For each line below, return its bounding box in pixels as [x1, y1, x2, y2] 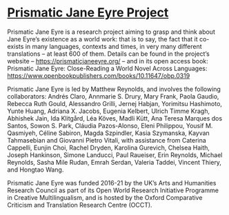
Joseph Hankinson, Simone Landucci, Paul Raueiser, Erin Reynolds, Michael [7, 150, 223, 159]
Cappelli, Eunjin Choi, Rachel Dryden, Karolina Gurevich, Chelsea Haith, [7, 143, 210, 152]
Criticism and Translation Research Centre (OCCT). [7, 201, 153, 209]
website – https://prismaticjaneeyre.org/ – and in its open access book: [7, 57, 208, 65]
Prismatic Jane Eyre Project [7, 5, 169, 21]
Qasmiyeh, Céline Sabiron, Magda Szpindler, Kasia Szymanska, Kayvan [7, 129, 210, 137]
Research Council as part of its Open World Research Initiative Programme [7, 186, 219, 194]
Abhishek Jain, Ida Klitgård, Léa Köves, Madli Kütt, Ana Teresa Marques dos [7, 114, 223, 122]
